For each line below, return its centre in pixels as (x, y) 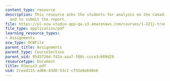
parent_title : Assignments (34, 47)
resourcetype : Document (30, 61)
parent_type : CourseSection (35, 52)
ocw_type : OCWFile (25, 43)
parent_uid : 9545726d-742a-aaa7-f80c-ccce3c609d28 (60, 57)
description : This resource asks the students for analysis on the (78, 15)
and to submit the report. (38, 19)
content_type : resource (30, 10)
